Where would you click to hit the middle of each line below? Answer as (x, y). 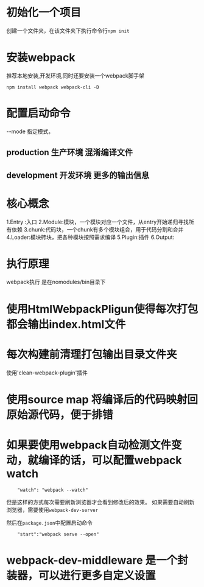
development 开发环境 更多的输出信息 (78, 175)
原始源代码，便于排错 (60, 414)
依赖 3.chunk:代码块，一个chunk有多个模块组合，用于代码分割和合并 (97, 229)
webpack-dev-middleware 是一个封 (97, 560)
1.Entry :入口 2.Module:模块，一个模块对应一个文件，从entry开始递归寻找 (97, 222)
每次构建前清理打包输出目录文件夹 (92, 354)
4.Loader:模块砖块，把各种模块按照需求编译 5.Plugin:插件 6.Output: (90, 237)
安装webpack (41, 58)
